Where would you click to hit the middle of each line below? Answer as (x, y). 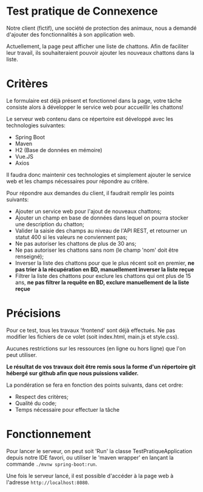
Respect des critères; (42, 397)
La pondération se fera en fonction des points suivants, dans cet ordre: (95, 385)
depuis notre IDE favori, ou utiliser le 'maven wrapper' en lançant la (90, 457)
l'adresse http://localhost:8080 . (48, 482)
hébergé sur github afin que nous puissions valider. (72, 373)
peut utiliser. (22, 355)
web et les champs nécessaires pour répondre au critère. (78, 181)
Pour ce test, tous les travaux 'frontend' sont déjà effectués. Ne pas (91, 330)
